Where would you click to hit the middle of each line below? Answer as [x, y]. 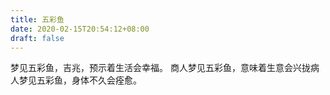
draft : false [37, 38]
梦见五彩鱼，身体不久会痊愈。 [80, 80]
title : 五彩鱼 [37, 19]
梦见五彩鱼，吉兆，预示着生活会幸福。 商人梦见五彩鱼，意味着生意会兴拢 [160, 68]
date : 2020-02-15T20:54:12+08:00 [80, 29]
